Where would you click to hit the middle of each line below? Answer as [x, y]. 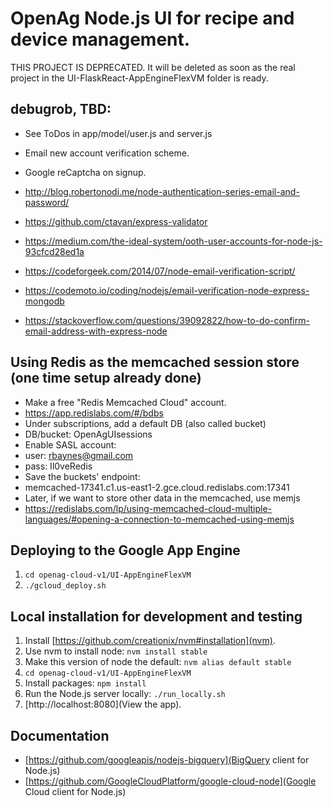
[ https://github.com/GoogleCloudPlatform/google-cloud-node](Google [170, 781]
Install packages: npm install [85, 683]
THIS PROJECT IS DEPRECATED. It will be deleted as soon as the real [153, 67]
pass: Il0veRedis [58, 466]
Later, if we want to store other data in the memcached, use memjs [162, 498]
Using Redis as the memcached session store [155, 362]
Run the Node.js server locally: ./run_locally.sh [125, 694]
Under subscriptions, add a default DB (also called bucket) [145, 423]
